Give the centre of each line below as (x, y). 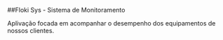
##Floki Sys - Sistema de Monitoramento (66, 10)
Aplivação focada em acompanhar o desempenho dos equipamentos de (111, 23)
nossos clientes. (31, 31)
